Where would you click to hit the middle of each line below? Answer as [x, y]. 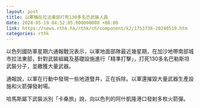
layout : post [22, 12]
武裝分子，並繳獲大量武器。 [40, 66]
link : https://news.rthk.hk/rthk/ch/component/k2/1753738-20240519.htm [97, 28]
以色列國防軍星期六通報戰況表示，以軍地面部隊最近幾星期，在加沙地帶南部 [97, 52]
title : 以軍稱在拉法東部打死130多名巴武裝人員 [57, 17]
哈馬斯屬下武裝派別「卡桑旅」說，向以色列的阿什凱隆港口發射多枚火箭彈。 [97, 99]
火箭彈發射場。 [35, 86]
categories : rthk [28, 34]
